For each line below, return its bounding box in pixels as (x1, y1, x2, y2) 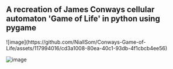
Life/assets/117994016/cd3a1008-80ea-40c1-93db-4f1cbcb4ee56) (6, 44, 168, 51)
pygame (6, 23, 37, 33)
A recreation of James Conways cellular (6, 5, 155, 15)
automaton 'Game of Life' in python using (6, 14, 161, 24)
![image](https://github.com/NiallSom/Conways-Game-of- (6, 38, 146, 46)
